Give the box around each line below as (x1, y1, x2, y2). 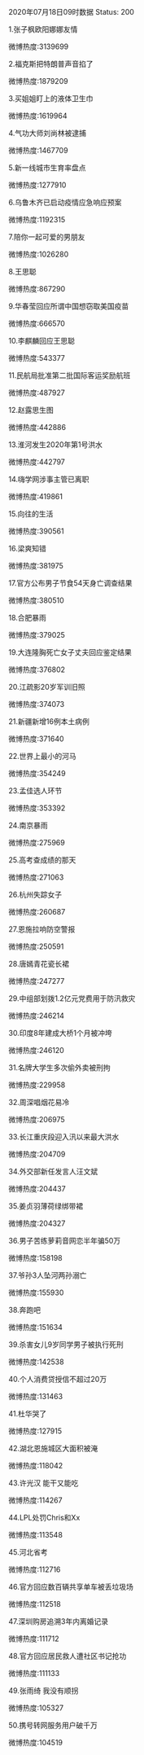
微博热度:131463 (8, 1392, 63, 1401)
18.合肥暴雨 (8, 613, 47, 622)
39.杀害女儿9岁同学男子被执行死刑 (8, 1340, 124, 1349)
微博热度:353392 (8, 803, 66, 813)
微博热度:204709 (8, 1149, 66, 1159)
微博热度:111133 (8, 1669, 60, 1678)
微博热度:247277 (8, 976, 65, 985)
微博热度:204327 (8, 1218, 66, 1228)
